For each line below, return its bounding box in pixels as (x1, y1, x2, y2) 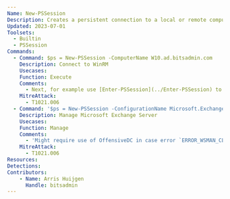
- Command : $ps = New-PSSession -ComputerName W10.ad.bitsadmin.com (13, 55, 213, 62)
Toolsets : (7, 29, 36, 36)
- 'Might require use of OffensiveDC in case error (25, 137, 176, 144)
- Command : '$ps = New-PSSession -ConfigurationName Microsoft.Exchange (13, 105, 225, 112)
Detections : (7, 162, 41, 170)
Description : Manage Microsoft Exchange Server (19, 111, 157, 118)
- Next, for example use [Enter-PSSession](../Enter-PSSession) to (25, 86, 222, 93)
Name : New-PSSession (7, 10, 66, 17)
